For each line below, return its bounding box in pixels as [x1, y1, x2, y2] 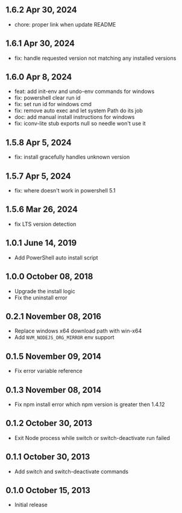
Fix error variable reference [14, 368, 83, 375]
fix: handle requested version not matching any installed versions [14, 54, 177, 62]
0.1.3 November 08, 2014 [5, 384, 102, 395]
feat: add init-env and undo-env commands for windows [14, 88, 155, 95]
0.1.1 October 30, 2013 [5, 452, 90, 462]
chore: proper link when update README [14, 21, 116, 28]
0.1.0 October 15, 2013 [5, 485, 91, 495]
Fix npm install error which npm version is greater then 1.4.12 [14, 401, 165, 408]
